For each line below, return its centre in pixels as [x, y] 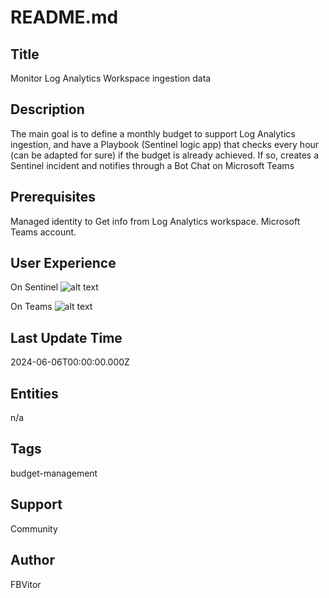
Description [47, 109]
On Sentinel [34, 287]
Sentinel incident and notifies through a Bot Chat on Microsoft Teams [152, 165]
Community [34, 528]
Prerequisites [53, 197]
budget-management [54, 473]
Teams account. [43, 232]
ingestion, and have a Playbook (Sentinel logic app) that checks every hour [165, 144]
